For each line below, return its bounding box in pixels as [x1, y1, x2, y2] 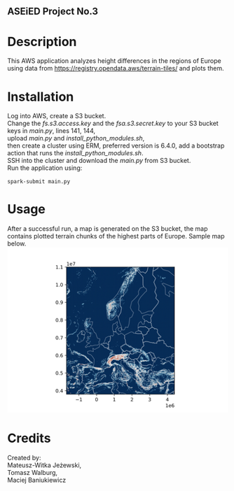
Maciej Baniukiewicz [7, 476, 67, 485]
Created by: [7, 454, 41, 462]
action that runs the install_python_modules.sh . [7, 149, 144, 157]
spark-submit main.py [7, 178, 71, 185]
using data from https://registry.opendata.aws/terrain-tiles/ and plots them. [7, 64, 224, 73]
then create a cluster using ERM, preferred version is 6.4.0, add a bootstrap [7, 141, 225, 150]
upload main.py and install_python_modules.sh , [7, 134, 145, 143]
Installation [7, 89, 74, 104]
